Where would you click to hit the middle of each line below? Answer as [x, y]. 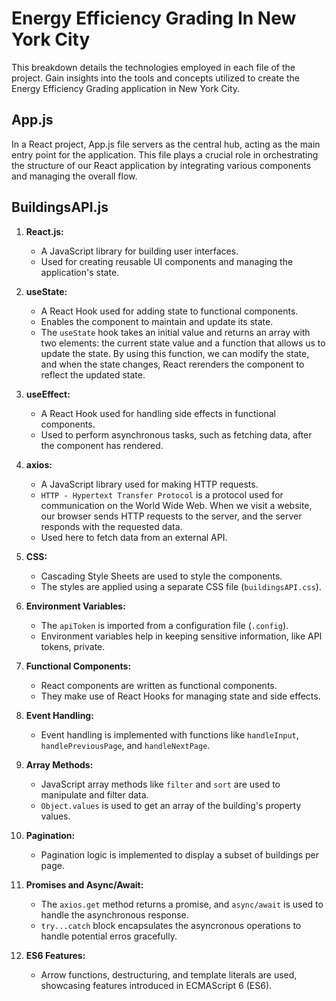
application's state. [80, 272]
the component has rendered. [102, 445]
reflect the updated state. [93, 374]
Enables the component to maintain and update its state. [157, 321]
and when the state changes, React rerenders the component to [172, 364]
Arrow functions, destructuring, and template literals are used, [169, 974]
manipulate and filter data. [94, 794]
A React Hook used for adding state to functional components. [169, 311]
